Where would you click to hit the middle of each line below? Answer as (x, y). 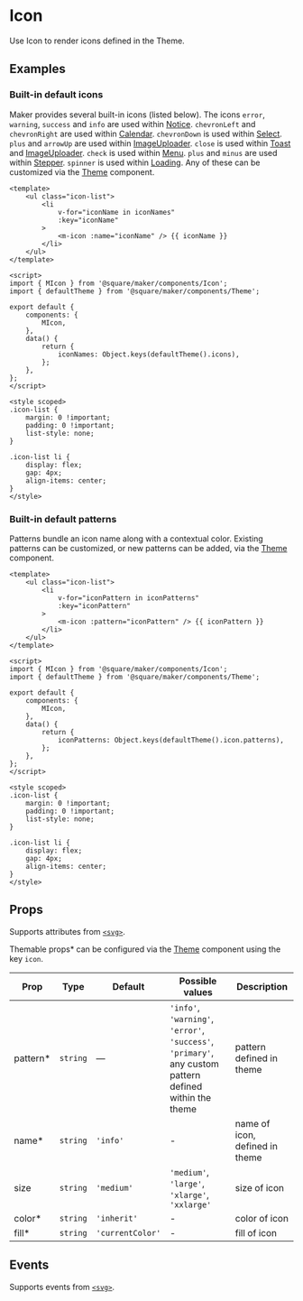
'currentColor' (129, 1233)
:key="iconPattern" (94, 605)
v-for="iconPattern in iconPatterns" (129, 598)
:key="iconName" (88, 220)
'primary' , (192, 1052)
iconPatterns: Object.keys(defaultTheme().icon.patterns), (170, 740)
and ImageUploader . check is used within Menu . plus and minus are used (143, 152)
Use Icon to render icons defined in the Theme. (97, 41)
